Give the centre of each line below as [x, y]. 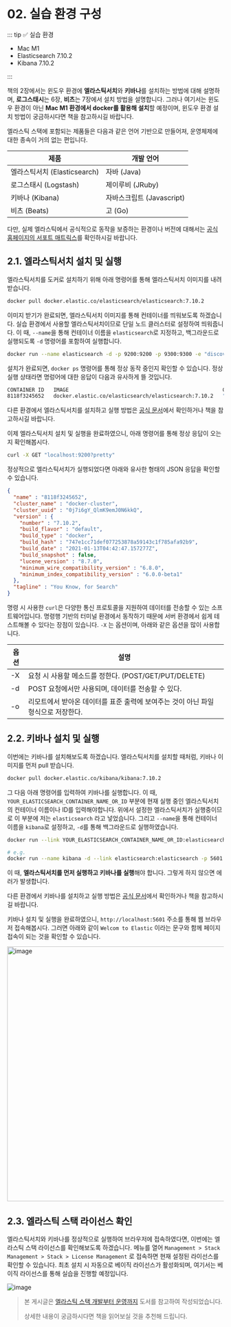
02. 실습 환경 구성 [54, 14]
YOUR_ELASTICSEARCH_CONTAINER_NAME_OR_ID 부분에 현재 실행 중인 [96, 801]
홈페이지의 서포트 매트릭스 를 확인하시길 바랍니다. [73, 237]
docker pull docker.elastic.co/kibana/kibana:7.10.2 [84, 778]
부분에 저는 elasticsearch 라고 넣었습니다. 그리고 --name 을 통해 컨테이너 [120, 818]
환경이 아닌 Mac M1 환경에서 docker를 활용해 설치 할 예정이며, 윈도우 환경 [113, 108]
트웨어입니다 [24, 616]
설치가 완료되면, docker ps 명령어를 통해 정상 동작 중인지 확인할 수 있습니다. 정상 [115, 368]
